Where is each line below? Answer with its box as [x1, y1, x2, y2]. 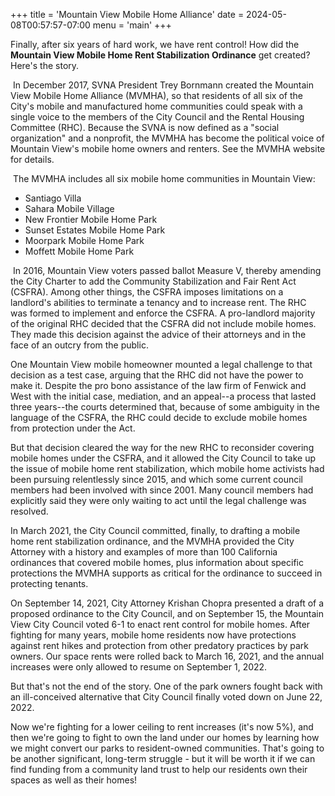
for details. [10, 154, 55, 165]
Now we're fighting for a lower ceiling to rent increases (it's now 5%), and [10, 721, 314, 733]
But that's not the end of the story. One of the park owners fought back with [10, 680, 323, 692]
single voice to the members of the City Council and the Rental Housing [10, 111, 305, 123]
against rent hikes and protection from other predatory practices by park [10, 640, 310, 651]
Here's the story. [10, 60, 80, 71]
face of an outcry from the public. [10, 339, 149, 351]
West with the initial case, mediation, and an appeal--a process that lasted [10, 390, 317, 402]
